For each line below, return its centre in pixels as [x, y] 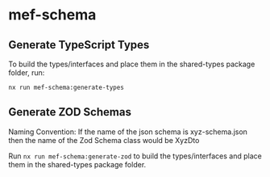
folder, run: [27, 73]
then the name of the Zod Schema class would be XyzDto [104, 140]
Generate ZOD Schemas [70, 112]
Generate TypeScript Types [79, 45]
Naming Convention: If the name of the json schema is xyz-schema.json [128, 132]
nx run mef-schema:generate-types [66, 87]
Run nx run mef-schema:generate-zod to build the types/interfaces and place [135, 156]
